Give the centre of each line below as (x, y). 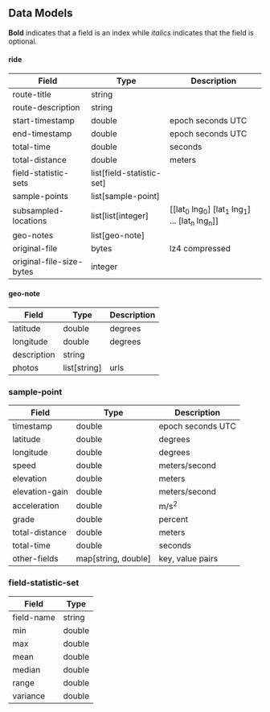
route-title (32, 94)
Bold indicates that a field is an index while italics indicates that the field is (131, 32)
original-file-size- (48, 262)
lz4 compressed (200, 249)
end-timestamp (42, 134)
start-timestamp (43, 121)
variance (29, 696)
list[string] (82, 367)
